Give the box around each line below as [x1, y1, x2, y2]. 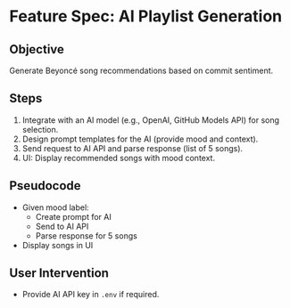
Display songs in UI [21, 239, 94, 250]
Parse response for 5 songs [35, 230, 138, 241]
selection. [21, 124, 59, 134]
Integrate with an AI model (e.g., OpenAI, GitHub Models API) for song [21, 114, 279, 126]
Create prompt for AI [35, 211, 112, 222]
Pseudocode [9, 178, 82, 193]
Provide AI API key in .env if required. [21, 289, 160, 300]
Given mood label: [21, 202, 89, 213]
